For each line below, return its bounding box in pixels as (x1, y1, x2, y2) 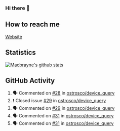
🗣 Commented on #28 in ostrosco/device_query (12, 90, 115, 96)
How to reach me (5, 20, 60, 29)
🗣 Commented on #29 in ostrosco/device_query (12, 105, 115, 111)
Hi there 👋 (5, 5, 30, 12)
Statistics (5, 48, 36, 57)
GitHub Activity (5, 76, 55, 85)
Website (5, 33, 23, 39)
